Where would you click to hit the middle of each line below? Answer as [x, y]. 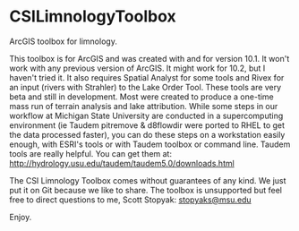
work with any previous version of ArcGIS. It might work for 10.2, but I [137, 68]
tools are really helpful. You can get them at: [91, 153]
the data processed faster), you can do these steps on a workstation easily [147, 134]
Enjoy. [21, 217]
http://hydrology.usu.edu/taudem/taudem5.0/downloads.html [122, 163]
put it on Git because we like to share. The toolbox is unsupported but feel [145, 190]
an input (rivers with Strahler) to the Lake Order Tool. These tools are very [145, 87]
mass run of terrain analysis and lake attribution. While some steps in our [144, 106]
